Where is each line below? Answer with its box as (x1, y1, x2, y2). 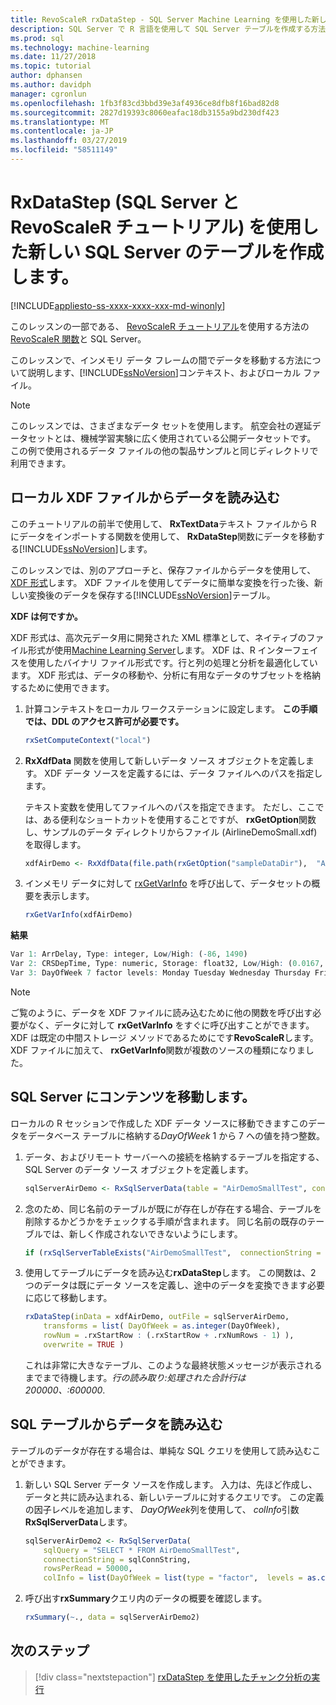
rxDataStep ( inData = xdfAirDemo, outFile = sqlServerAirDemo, (24, 1312, 290, 1322)
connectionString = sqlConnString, (43, 1554, 192, 1565)
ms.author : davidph (10, 80, 92, 90)
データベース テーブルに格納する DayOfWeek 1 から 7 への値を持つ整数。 (27, 1129, 325, 1141)
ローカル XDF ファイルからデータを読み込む (10, 489, 280, 506)
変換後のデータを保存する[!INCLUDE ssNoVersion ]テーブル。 (27, 589, 276, 601)
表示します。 (42, 890, 95, 902)
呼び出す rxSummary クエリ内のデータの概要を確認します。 (24, 1592, 268, 1605)
